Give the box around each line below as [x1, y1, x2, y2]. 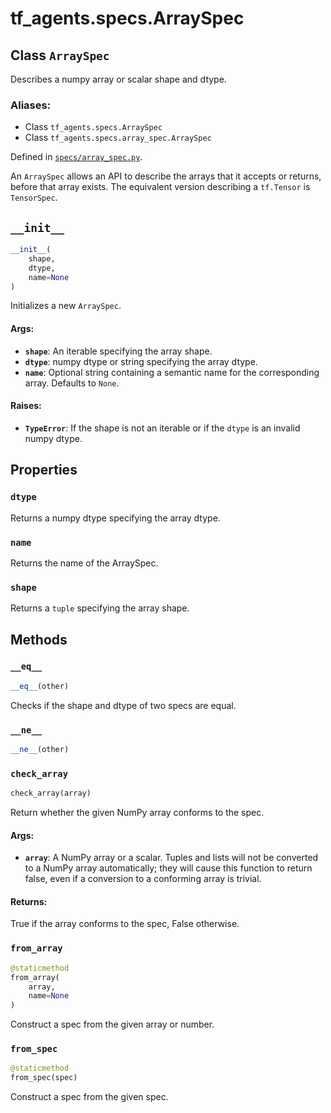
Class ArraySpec [10, 47, 110, 64]
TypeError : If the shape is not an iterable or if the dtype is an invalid [24, 422, 301, 434]
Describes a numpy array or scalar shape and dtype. [10, 73, 227, 85]
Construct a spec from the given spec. [10, 1091, 169, 1103]
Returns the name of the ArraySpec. [10, 557, 159, 569]
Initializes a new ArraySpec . [10, 300, 122, 312]
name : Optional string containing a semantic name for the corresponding [24, 366, 320, 378]
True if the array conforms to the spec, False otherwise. [10, 918, 240, 930]
